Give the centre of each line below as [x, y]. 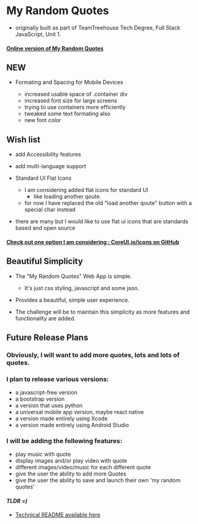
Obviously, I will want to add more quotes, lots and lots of [93, 355]
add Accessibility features [48, 155]
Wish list [24, 140]
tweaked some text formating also [67, 114]
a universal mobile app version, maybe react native [79, 412]
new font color [43, 120]
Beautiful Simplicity [45, 261]
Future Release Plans [48, 337]
